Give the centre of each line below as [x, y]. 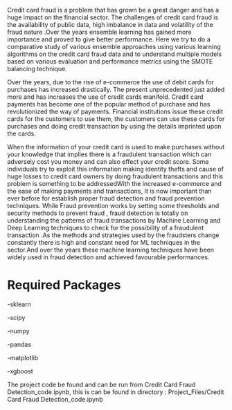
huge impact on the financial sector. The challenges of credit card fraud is [113, 17]
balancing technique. [37, 69]
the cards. [21, 133]
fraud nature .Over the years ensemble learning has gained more [99, 32]
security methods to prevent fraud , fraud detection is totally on [98, 213]
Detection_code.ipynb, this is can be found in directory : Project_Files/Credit [116, 392]
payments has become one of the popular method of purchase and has [109, 104]
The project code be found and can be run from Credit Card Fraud [101, 384]
